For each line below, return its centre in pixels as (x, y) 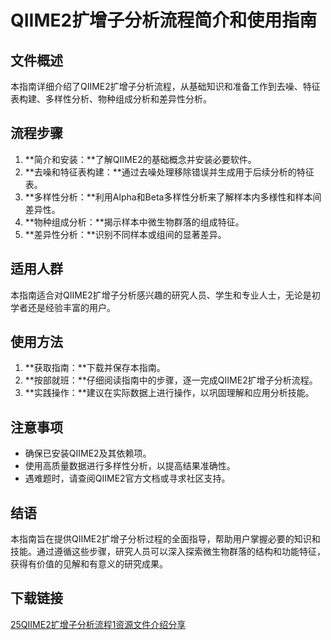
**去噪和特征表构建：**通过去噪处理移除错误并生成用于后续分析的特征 (169, 172)
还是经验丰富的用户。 (71, 307)
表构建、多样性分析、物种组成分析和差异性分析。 (111, 99)
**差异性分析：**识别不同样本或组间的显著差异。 (125, 234)
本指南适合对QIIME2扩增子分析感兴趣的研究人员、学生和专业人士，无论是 (161, 295)
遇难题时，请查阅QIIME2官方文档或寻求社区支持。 (127, 478)
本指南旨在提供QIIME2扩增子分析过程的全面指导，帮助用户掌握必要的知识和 (165, 539)
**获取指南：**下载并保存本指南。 (95, 368)
